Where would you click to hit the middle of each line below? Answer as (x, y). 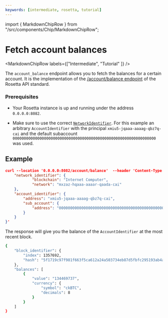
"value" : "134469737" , (55, 279)
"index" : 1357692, (42, 255)
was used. (23, 143)
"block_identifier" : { (38, 251)
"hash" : (31, 260)
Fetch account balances (56, 49)
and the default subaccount (49, 133)
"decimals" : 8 (55, 292)
